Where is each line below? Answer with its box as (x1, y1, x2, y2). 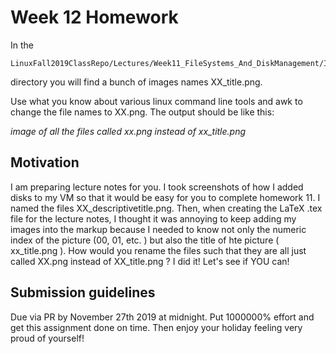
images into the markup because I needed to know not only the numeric (10, 223, 307, 235)
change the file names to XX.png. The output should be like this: (10, 106, 275, 118)
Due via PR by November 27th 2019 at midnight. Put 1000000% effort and (10, 311, 315, 323)
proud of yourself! (10, 332, 85, 344)
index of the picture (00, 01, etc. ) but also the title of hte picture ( (10, 234, 280, 246)
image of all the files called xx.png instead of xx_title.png (10, 125, 247, 137)
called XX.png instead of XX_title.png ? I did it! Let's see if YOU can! (10, 255, 290, 267)
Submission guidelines (10, 284, 156, 301)
